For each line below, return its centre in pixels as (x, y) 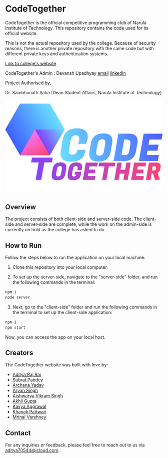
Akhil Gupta (24, 401)
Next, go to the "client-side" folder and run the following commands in (85, 307)
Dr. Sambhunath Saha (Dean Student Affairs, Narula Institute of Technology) (83, 92)
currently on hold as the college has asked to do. (55, 230)
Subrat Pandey (28, 380)
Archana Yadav (28, 385)
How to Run (23, 246)
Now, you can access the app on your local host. (55, 337)
